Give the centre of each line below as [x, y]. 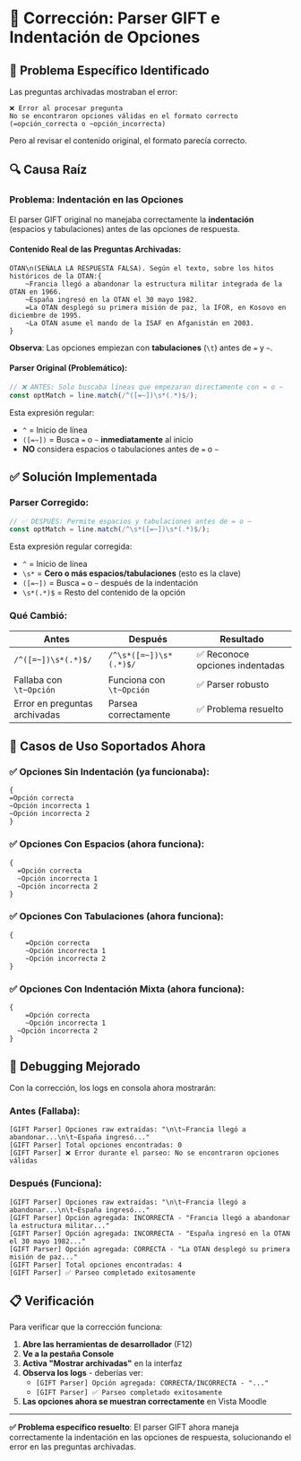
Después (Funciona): [56, 1183]
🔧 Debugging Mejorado [75, 1066]
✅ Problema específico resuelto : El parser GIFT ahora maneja [124, 1427]
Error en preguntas [53, 703]
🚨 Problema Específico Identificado [109, 70]
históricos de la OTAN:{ [56, 276]
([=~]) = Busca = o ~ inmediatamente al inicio [108, 439]
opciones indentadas [241, 665]
